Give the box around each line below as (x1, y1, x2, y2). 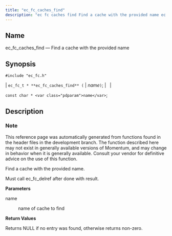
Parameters (5, 185, 31, 191)
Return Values (5, 215, 36, 221)
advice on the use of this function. (5, 156, 78, 162)
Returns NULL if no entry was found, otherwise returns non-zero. (5, 225, 143, 231)
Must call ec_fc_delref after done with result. (5, 175, 99, 182)
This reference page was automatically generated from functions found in (5, 134, 161, 140)
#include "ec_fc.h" (5, 73, 47, 78)
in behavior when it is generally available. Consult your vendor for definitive (5, 150, 165, 156)
